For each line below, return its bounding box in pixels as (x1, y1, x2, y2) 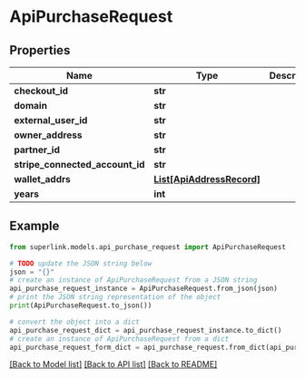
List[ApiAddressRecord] (153, 173, 261, 185)
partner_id (14, 143, 61, 156)
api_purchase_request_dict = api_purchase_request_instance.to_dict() (9, 325, 282, 334)
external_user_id (14, 114, 88, 126)
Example (9, 218, 60, 234)
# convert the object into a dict (9, 317, 141, 326)
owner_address (14, 129, 83, 141)
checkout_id (14, 84, 69, 97)
